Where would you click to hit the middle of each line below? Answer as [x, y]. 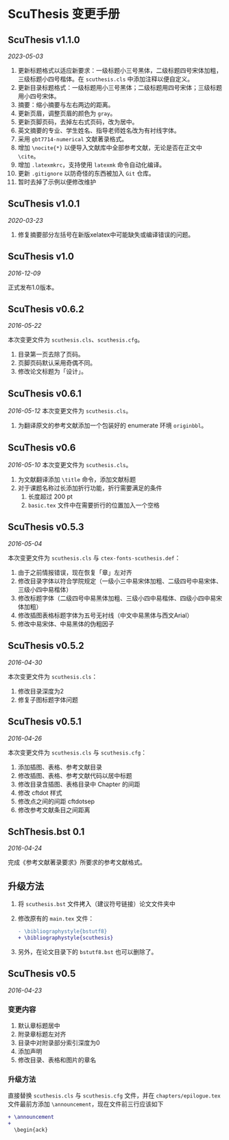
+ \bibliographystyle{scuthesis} [65, 938]
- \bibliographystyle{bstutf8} [62, 931]
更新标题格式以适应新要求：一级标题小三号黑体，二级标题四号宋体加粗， [120, 70]
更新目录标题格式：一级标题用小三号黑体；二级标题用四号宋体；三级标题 [120, 87]
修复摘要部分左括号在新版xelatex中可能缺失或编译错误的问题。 [106, 235]
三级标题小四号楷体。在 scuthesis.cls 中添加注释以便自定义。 [106, 79]
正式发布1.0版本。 [33, 287]
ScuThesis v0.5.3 [46, 527]
